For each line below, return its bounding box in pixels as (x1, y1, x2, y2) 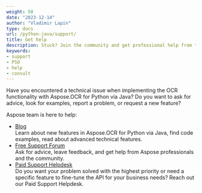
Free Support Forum (14, 142, 65, 149)
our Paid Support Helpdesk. (14, 180, 84, 188)
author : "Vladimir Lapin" (6, 20, 71, 26)
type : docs (6, 25, 34, 32)
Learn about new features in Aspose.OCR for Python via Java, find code (14, 129, 194, 136)
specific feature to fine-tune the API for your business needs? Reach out (14, 174, 195, 181)
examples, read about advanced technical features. (14, 136, 142, 143)
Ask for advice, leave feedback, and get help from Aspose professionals (14, 149, 194, 156)
